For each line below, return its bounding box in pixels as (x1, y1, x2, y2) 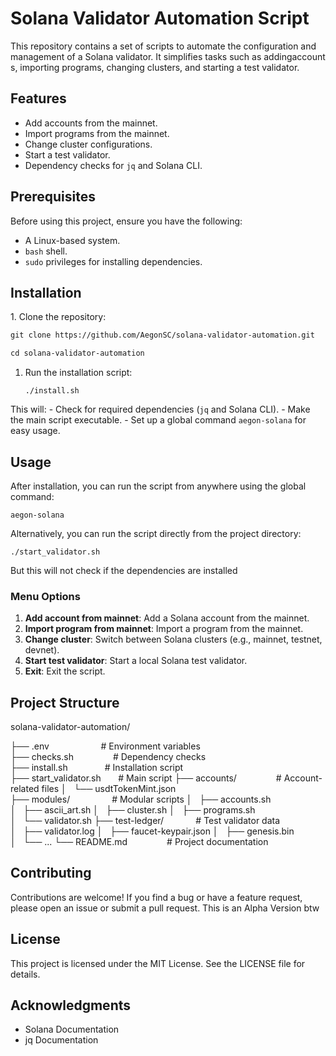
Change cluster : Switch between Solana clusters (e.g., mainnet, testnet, (24, 633, 323, 646)
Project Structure (10, 694, 120, 711)
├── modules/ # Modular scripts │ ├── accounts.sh (10, 793, 272, 806)
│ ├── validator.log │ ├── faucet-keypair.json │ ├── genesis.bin (10, 825, 295, 837)
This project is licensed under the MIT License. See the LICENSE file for (10, 957, 306, 969)
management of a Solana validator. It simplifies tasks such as (10, 50, 262, 62)
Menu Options (10, 589, 81, 603)
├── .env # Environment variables (10, 740, 201, 752)
